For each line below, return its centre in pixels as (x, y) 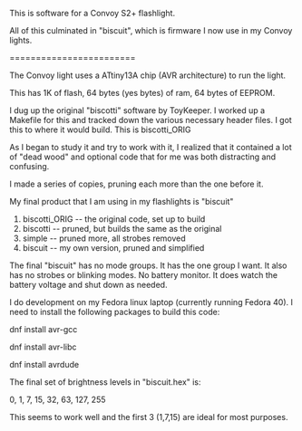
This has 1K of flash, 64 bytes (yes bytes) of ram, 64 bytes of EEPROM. (142, 93)
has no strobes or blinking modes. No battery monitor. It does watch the (144, 275)
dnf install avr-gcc (44, 329)
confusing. (29, 166)
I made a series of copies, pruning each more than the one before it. (136, 184)
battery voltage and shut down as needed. (88, 285)
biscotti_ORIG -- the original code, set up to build (114, 219)
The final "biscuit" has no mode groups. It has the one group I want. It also (148, 265)
